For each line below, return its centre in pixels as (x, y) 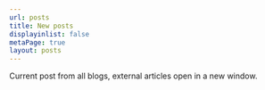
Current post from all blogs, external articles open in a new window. (133, 76)
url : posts (29, 17)
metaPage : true (37, 42)
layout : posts (36, 51)
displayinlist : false (50, 34)
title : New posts (41, 26)
